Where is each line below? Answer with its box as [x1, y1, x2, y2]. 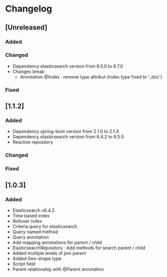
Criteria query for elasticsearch [12, 223, 77, 229]
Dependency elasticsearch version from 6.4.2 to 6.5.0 [12, 134, 124, 140]
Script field [12, 260, 36, 267]
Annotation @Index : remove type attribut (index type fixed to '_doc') [20, 74, 162, 80]
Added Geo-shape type [12, 255, 62, 261]
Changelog [5, 3, 52, 15]
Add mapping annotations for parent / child [12, 239, 102, 245]
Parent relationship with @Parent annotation [12, 266, 104, 272]
